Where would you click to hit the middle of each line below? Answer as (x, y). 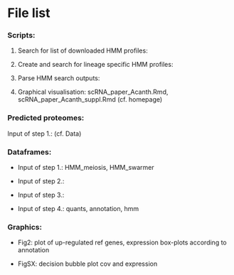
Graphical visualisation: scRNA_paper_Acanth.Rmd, (93, 92)
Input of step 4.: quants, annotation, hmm (78, 209)
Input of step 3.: (41, 195)
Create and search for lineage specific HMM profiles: (95, 65)
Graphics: (25, 227)
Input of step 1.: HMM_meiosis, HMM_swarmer (86, 168)
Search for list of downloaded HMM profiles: (83, 50)
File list (29, 13)
